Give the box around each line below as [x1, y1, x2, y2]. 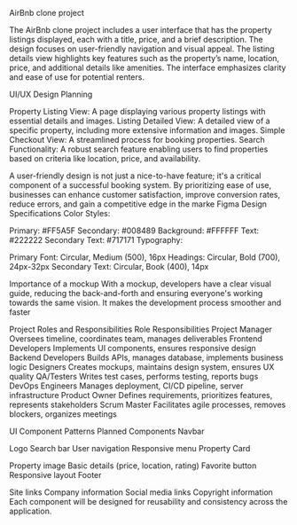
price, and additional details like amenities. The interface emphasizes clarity [9, 62, 286, 73]
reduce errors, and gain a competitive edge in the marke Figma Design [9, 199, 268, 209]
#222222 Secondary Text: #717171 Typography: [9, 235, 184, 245]
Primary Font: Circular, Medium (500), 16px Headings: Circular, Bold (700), [9, 252, 281, 262]
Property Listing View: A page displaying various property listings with [9, 106, 266, 116]
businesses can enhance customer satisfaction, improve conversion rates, [9, 190, 281, 200]
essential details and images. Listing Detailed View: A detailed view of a [9, 115, 270, 126]
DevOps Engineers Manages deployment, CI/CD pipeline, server [9, 380, 244, 391]
